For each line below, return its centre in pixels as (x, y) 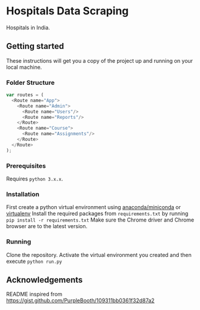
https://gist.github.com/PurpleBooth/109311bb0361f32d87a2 (81, 300)
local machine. (24, 67)
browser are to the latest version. (47, 226)
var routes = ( (25, 95)
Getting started (35, 46)
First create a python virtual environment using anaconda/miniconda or (93, 207)
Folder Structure (30, 82)
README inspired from (34, 294)
